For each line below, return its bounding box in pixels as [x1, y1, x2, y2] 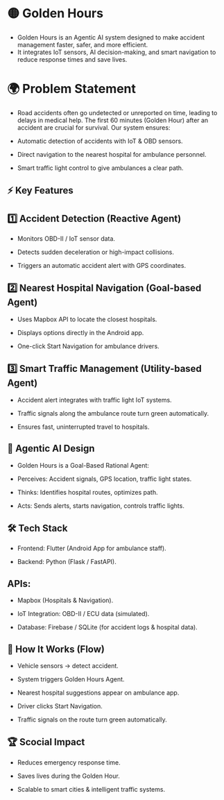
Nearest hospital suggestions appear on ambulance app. [17, 688, 180, 697]
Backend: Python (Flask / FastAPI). [17, 558, 117, 566]
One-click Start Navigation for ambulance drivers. [17, 341, 160, 350]
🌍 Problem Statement [7, 81, 137, 97]
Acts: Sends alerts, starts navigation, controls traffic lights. [17, 501, 185, 510]
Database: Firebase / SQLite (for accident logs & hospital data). [17, 623, 198, 631]
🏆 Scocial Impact [7, 736, 85, 748]
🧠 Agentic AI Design [7, 443, 95, 454]
